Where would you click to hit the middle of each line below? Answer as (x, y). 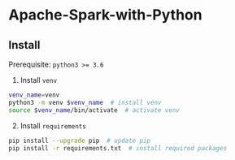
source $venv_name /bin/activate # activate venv (94, 110)
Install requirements (53, 125)
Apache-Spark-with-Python (105, 15)
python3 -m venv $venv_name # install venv (85, 102)
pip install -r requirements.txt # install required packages (118, 148)
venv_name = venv (34, 95)
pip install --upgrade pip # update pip (80, 141)
